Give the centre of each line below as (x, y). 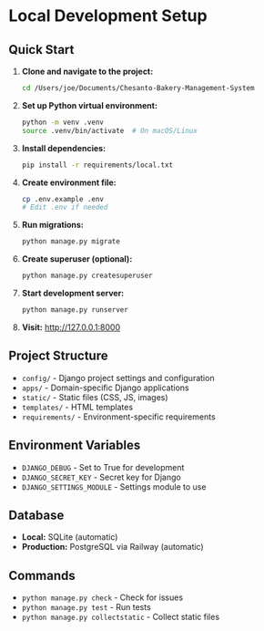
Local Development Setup (108, 16)
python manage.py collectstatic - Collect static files (121, 617)
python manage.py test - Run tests (86, 607)
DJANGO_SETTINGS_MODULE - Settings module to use (114, 486)
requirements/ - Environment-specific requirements (118, 417)
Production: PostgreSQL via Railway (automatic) (112, 547)
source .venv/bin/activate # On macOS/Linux (109, 130)
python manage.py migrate (71, 242)
